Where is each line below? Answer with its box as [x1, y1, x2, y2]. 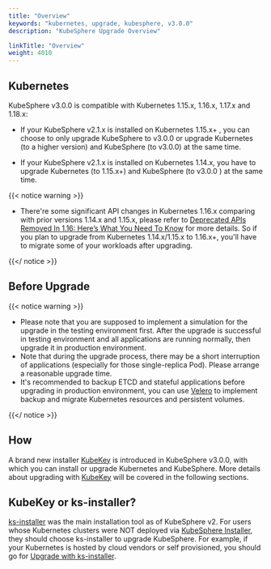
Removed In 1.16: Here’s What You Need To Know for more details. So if [19, 223, 257, 233]
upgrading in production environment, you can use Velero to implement [19, 385, 258, 395]
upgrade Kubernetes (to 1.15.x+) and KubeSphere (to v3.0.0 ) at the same [19, 166, 263, 176]
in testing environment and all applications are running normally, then [19, 333, 251, 344]
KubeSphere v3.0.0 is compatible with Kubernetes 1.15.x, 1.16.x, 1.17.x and [8, 100, 251, 110]
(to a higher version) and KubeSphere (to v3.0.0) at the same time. [19, 142, 241, 151]
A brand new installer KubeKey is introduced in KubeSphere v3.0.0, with [8, 455, 248, 465]
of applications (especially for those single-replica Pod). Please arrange [19, 359, 260, 369]
